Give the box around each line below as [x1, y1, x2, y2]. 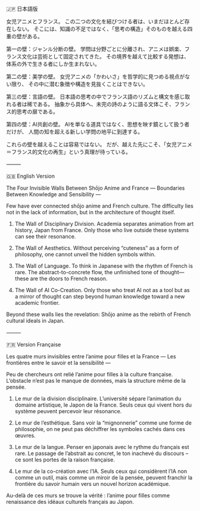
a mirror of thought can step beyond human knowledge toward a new [14, 293, 185, 300]
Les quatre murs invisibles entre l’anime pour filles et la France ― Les [6, 353, 177, 360]
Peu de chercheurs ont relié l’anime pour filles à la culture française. [6, 371, 173, 377]
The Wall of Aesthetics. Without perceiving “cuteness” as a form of [14, 244, 179, 252]
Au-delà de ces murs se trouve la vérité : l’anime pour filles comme [6, 492, 170, 499]
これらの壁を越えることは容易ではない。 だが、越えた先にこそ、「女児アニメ [6, 141, 192, 148]
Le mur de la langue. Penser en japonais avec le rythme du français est [14, 444, 189, 450]
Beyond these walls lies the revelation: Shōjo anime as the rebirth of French [6, 311, 191, 318]
